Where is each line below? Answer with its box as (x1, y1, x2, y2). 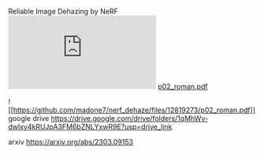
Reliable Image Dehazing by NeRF (8, 7, 118, 16)
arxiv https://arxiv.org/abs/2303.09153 (8, 137, 134, 146)
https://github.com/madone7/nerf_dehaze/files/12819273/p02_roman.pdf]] (13, 105, 256, 115)
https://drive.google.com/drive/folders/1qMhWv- (50, 114, 209, 123)
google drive (8, 114, 50, 123)
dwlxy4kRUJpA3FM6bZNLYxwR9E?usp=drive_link (8, 122, 173, 131)
